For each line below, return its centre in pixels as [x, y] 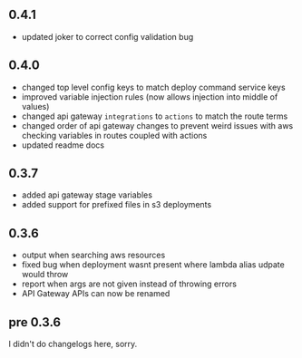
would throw [45, 275]
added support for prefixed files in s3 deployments [117, 205]
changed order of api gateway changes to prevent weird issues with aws [157, 125]
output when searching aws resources [93, 255]
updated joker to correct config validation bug [107, 36]
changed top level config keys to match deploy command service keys [154, 87]
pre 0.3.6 [34, 322]
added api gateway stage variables [87, 195]
